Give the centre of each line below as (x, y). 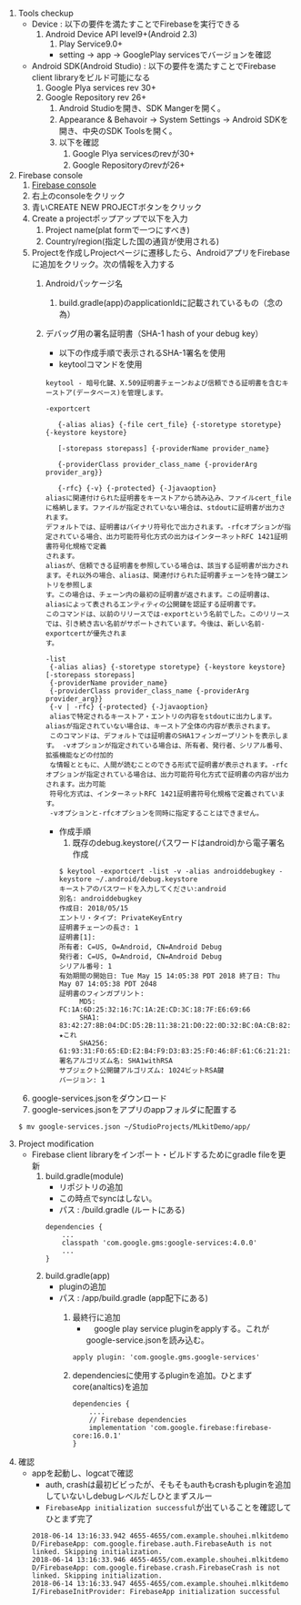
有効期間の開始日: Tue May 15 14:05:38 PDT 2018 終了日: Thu (169, 976)
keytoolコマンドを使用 (100, 364)
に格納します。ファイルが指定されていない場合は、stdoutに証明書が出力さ (166, 508)
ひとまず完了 (69, 1519)
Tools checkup (46, 13)
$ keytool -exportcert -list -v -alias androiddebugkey (167, 871)
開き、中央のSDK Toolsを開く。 (118, 131)
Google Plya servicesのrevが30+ (134, 153)
